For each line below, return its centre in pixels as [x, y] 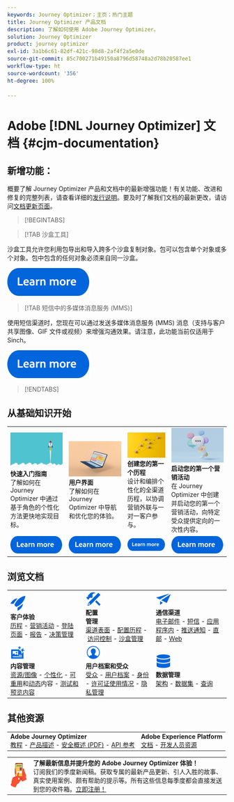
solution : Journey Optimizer [49, 37]
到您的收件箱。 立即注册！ [70, 789]
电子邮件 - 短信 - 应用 [187, 621]
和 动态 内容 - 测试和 [50, 684]
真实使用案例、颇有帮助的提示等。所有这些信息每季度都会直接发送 [128, 780]
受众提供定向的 [193, 521]
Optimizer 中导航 [93, 507]
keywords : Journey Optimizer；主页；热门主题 [70, 15]
